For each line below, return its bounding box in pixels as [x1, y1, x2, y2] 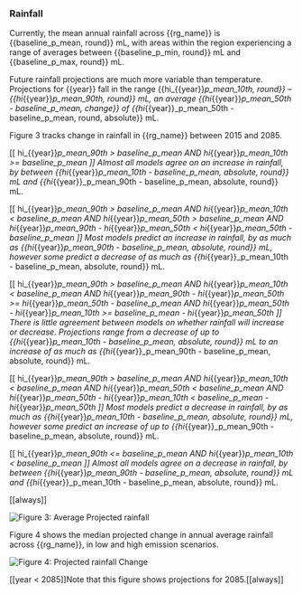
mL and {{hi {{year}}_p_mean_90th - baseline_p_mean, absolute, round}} [9, 176, 279, 187]
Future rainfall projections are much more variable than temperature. [9, 74, 263, 85]
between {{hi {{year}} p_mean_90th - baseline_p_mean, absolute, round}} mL [9, 467, 294, 478]
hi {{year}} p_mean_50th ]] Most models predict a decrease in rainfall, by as [9, 401, 288, 413]
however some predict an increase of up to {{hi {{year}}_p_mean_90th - [9, 421, 275, 432]
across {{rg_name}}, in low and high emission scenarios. [9, 539, 219, 550]
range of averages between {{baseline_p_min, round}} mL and [9, 47, 242, 58]
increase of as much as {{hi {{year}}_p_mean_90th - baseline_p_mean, [9, 346, 271, 357]
